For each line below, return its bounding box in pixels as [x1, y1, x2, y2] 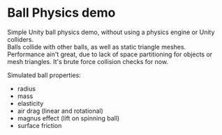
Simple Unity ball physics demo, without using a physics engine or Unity [7, 28, 215, 36]
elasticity [17, 99, 44, 107]
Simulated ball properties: [7, 71, 82, 79]
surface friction [17, 121, 62, 129]
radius [17, 84, 36, 93]
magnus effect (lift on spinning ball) [17, 113, 120, 122]
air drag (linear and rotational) [17, 106, 103, 115]
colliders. [7, 35, 34, 43]
